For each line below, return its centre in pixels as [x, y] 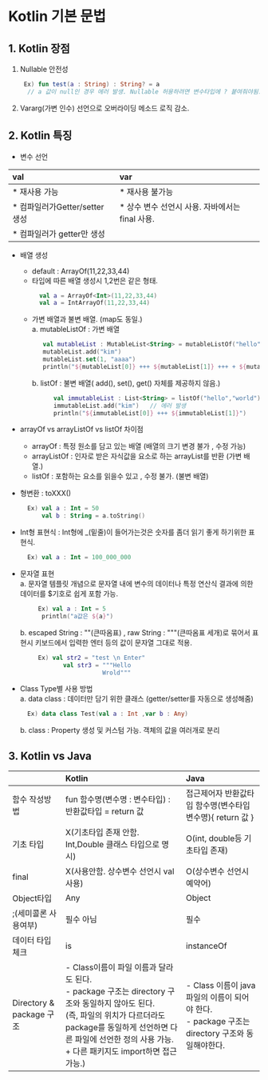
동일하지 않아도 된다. [119, 1003]
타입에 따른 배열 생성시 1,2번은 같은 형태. [95, 280]
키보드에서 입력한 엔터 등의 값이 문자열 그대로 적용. [114, 642]
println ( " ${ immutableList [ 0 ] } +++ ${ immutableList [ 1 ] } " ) [150, 413]
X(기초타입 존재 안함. [102, 833]
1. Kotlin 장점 [39, 48]
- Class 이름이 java [221, 986]
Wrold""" [117, 673]
